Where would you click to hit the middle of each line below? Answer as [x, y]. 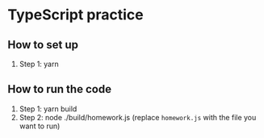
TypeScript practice [75, 15]
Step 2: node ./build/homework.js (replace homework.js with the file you [138, 117]
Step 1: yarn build [48, 109]
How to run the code [60, 89]
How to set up [43, 45]
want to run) [40, 126]
